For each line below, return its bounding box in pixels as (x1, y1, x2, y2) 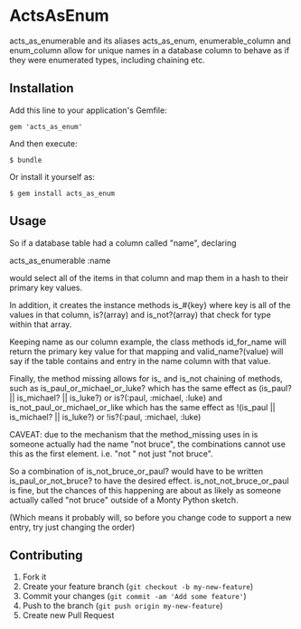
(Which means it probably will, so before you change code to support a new (9, 512, 292, 522)
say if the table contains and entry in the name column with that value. (9, 355, 271, 366)
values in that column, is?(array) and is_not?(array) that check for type (9, 309, 271, 320)
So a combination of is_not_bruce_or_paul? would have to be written (9, 465, 264, 476)
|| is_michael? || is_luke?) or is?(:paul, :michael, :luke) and (9, 392, 223, 403)
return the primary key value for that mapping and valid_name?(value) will (9, 345, 284, 357)
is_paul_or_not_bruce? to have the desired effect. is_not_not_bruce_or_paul (9, 475, 289, 486)
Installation (9, 80, 74, 96)
